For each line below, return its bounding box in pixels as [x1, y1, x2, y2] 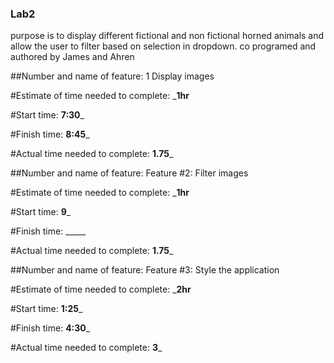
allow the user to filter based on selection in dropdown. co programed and [10, 40, 317, 52]
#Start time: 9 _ [10, 206, 72, 218]
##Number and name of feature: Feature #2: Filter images [10, 167, 249, 179]
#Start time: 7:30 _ [10, 109, 85, 121]
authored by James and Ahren [10, 51, 135, 63]
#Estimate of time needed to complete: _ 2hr [10, 283, 192, 296]
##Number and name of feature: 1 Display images [10, 70, 215, 82]
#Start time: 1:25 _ [10, 303, 83, 315]
